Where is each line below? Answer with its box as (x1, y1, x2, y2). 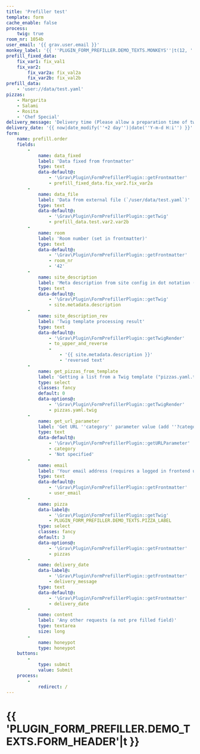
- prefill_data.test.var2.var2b (48, 219, 129, 225)
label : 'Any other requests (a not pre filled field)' (37, 617, 177, 624)
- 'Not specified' (48, 451, 95, 457)
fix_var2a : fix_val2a (27, 70, 82, 76)
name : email (37, 462, 68, 468)
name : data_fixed (37, 152, 82, 158)
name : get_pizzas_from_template (37, 368, 118, 374)
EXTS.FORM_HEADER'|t (6, 734, 128, 748)
